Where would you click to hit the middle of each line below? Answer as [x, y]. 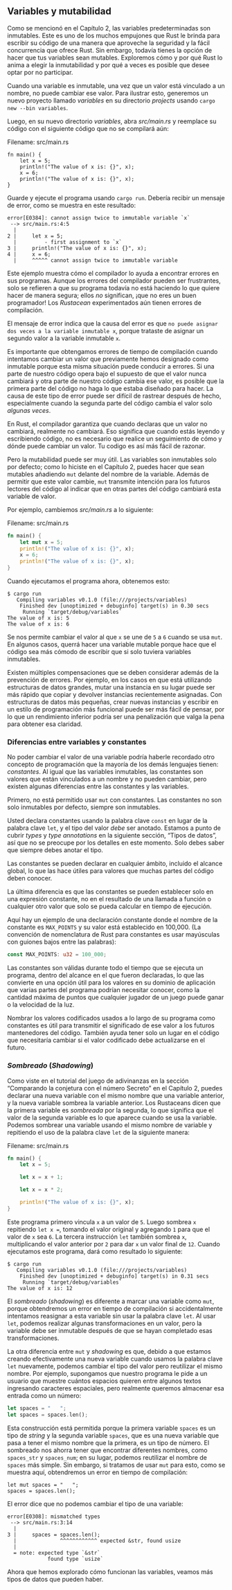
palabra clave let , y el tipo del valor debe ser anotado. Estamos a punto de [114, 828]
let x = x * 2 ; [42, 1190]
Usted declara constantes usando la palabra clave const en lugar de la [107, 821]
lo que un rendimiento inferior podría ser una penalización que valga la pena [116, 717]
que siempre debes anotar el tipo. [55, 850]
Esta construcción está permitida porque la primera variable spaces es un [111, 1428]
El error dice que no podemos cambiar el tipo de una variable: [95, 1503]
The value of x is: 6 [38, 624]
